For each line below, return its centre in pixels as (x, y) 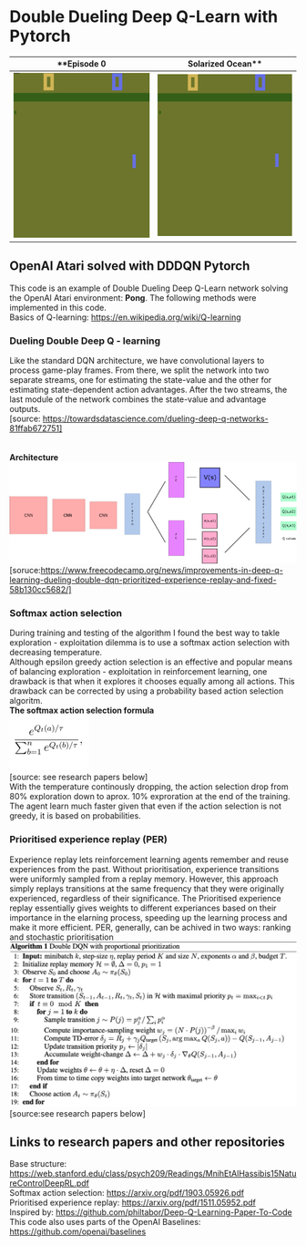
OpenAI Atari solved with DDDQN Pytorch (130, 266)
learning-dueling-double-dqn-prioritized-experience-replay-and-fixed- (143, 580)
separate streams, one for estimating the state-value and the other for (141, 379)
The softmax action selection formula (82, 711)
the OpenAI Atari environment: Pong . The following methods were (133, 297)
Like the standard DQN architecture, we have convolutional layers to (137, 360)
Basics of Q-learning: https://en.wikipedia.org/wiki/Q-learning (125, 317)
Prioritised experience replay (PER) (89, 839)
